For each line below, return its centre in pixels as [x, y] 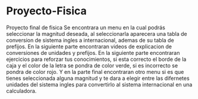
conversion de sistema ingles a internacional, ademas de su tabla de [90, 40]
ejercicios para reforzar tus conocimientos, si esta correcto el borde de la [96, 59]
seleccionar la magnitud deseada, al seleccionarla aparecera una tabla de [97, 33]
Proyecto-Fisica [47, 11]
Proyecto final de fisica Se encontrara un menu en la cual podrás [86, 27]
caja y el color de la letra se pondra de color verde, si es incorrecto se [92, 65]
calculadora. [21, 91]
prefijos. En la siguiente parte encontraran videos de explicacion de [89, 47]
